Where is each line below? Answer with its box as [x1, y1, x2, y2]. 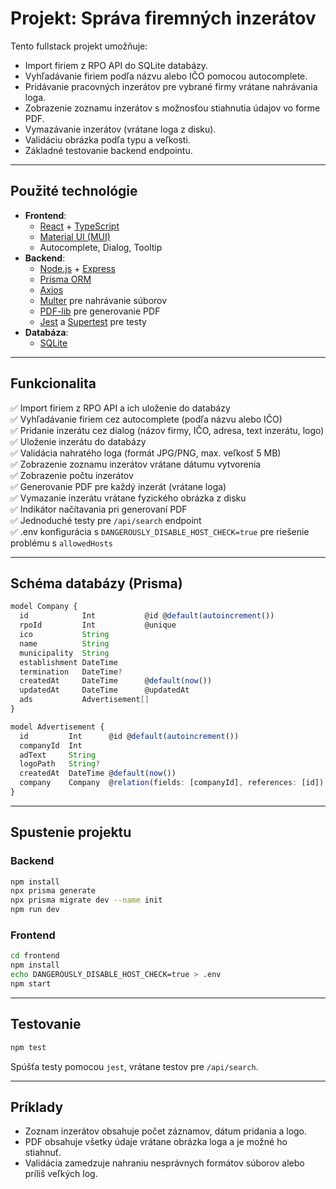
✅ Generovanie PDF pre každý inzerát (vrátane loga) [10, 480, 227, 492]
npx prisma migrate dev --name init [10, 895, 163, 906]
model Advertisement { [10, 722, 105, 732]
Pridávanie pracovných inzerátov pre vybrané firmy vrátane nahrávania [24, 80, 318, 92]
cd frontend [10, 951, 60, 961]
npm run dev [10, 905, 60, 915]
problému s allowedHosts [10, 537, 113, 549]
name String [19, 638, 110, 649]
